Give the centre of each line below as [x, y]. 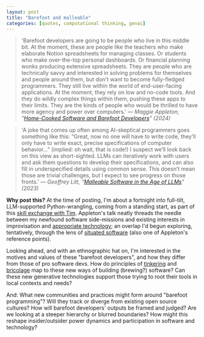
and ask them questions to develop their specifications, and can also [107, 163]
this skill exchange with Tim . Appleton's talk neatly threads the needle [94, 213]
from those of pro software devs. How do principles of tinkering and [92, 264]
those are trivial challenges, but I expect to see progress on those [103, 176]
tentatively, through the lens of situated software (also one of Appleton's [97, 233]
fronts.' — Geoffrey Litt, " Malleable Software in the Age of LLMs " [103, 182]
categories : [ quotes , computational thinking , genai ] [76, 23]
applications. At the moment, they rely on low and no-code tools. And [108, 93]
